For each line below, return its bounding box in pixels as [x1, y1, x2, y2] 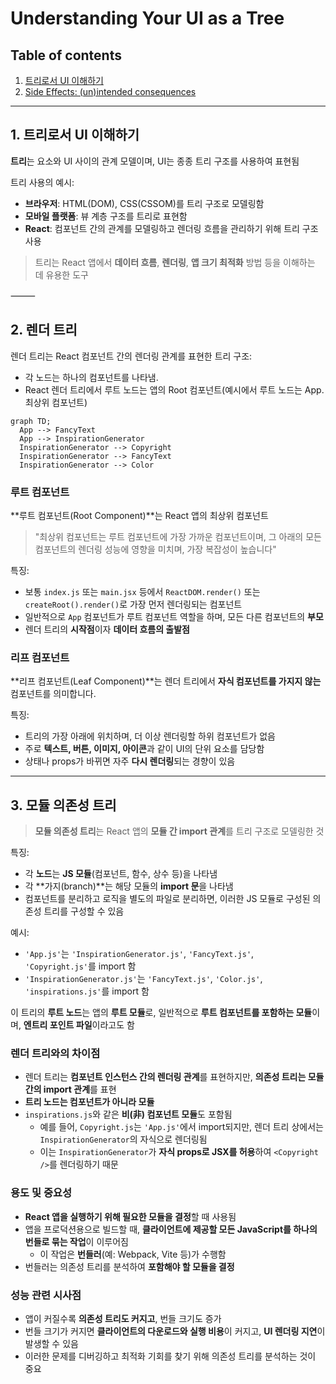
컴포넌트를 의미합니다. [10, 688, 97, 700]
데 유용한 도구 [34, 268, 89, 281]
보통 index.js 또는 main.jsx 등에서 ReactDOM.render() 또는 [24, 585, 261, 597]
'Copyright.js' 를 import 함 [24, 960, 137, 972]
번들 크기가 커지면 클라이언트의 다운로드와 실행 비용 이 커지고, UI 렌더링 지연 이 [24, 1325, 326, 1337]
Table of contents [10, 47, 122, 64]
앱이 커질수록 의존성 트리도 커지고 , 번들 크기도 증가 [24, 1312, 222, 1324]
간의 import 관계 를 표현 [24, 1083, 117, 1096]
